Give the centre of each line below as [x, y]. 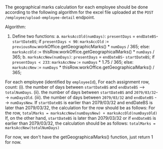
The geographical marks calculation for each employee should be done [77, 7]
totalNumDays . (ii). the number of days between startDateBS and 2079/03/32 [81, 92]
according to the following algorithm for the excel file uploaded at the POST [79, 12]
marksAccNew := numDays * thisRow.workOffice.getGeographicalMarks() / [83, 67]
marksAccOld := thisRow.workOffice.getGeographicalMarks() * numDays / [83, 52]
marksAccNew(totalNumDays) [32, 128]
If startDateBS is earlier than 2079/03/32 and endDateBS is [94, 102]
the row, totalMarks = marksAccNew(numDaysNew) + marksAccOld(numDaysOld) [81, 113]
